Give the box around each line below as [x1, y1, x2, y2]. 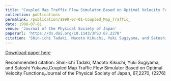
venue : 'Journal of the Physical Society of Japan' [5, 26, 117, 31]
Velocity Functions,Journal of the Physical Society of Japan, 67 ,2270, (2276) [5, 70, 166, 76]
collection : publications [5, 12, 60, 17]
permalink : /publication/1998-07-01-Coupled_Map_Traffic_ [5, 17, 131, 22]
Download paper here [5, 49, 51, 56]
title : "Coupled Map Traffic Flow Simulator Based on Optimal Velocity [5, 7, 160, 13]
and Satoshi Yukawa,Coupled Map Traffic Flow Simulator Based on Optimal [5, 64, 163, 71]
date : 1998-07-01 [5, 21, 42, 27]
